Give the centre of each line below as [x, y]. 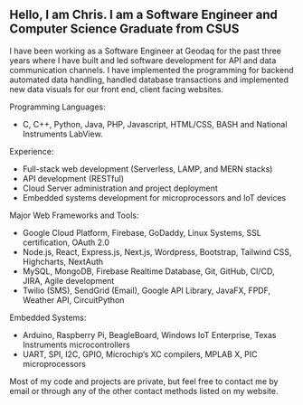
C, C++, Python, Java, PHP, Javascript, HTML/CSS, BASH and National [155, 124]
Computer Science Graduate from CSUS [124, 29]
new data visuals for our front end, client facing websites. [117, 89]
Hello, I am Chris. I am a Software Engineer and [144, 15]
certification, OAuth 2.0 [66, 242]
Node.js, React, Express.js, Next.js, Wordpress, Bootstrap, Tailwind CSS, [157, 251]
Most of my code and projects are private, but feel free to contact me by [144, 381]
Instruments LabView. [62, 134]
